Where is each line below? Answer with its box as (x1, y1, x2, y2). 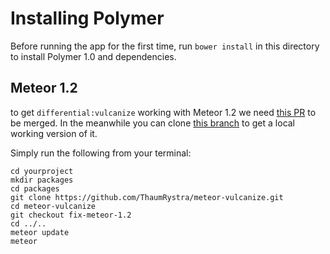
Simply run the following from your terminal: (10, 147, 192, 159)
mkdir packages (10, 175, 74, 185)
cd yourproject (10, 166, 74, 176)
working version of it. (10, 127, 98, 139)
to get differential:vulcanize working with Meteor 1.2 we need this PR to (10, 106, 317, 118)
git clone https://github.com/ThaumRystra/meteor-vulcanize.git (10, 192, 284, 202)
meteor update (10, 227, 70, 237)
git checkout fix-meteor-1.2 (10, 210, 132, 220)
